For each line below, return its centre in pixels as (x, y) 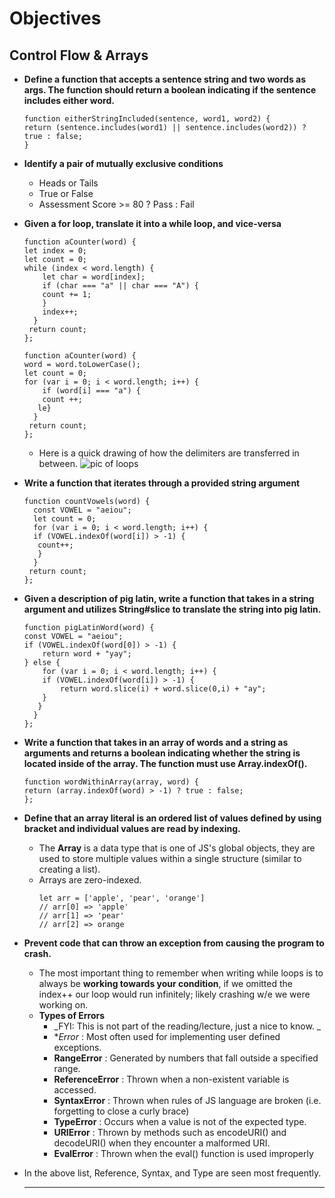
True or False (66, 193)
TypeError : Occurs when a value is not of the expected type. (180, 1121)
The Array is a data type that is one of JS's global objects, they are (177, 848)
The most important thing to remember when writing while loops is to (181, 973)
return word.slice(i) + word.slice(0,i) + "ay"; (163, 689)
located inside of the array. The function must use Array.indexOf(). (165, 763)
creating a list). (69, 869)
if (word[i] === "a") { (91, 391)
